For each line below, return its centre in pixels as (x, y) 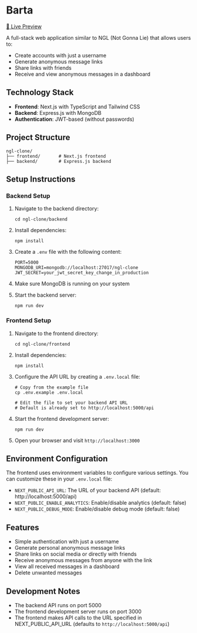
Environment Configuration (57, 459)
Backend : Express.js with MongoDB (58, 113)
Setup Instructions (41, 179)
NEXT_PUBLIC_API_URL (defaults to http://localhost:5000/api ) (92, 624)
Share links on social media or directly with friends (75, 554)
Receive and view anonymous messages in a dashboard (82, 74)
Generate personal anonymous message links (70, 548)
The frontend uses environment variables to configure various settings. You (97, 473)
